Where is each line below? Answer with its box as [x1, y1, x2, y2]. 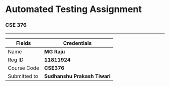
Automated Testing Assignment [5, 4, 142, 15]
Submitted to [8, 73, 38, 80]
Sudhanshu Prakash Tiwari [44, 73, 111, 80]
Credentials [63, 40, 92, 47]
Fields [16, 40, 31, 47]
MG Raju [44, 48, 65, 55]
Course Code [8, 64, 39, 71]
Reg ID [8, 56, 24, 63]
